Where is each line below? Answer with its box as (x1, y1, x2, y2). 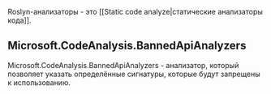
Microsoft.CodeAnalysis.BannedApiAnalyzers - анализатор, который (7, 60, 239, 70)
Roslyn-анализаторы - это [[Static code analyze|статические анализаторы (7, 7, 263, 16)
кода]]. (7, 15, 32, 25)
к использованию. (7, 77, 71, 88)
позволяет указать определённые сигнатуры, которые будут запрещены (7, 69, 260, 79)
